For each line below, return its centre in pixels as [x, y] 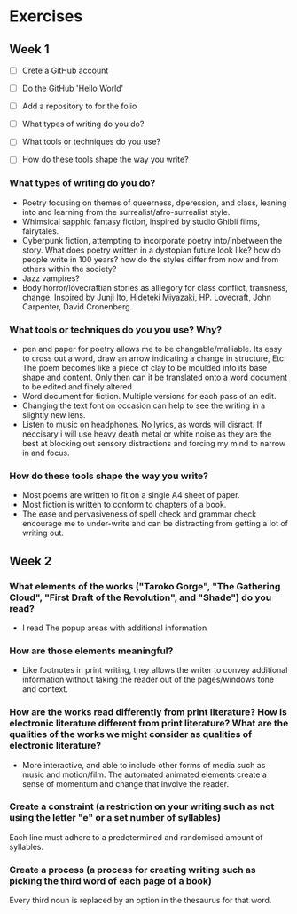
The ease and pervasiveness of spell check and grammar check [139, 514]
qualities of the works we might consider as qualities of [131, 734]
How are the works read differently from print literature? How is [148, 712]
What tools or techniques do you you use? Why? [116, 329]
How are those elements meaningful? [91, 651]
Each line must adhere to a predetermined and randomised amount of [136, 837]
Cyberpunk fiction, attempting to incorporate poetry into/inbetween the [152, 240]
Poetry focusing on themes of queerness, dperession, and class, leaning [154, 203]
